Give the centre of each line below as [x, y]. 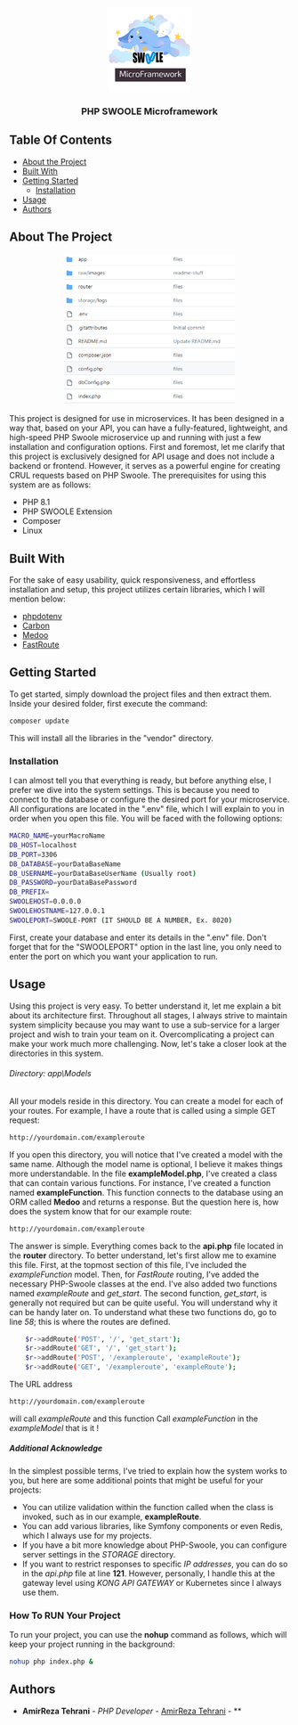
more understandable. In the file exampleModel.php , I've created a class [143, 1173]
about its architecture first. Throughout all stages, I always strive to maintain [148, 1015]
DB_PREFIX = [29, 892]
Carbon [36, 625]
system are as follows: [50, 485]
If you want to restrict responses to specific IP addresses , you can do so [155, 1564]
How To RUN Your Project [65, 1615]
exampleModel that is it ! [54, 1427]
